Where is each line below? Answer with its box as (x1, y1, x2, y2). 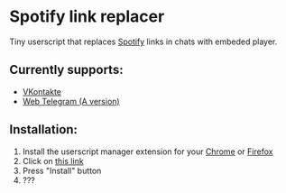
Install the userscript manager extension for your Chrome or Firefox (22, 146, 273, 157)
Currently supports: (9, 62, 124, 78)
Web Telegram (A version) (22, 96, 120, 106)
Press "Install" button (22, 165, 102, 176)
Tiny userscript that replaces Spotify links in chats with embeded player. (9, 36, 278, 47)
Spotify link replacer (9, 6, 165, 27)
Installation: (9, 122, 78, 137)
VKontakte (22, 86, 61, 96)
